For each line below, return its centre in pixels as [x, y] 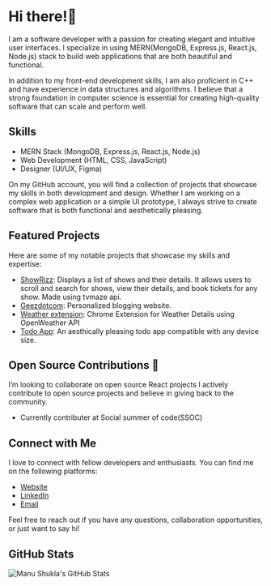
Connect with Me [53, 443]
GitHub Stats [41, 554]
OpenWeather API [50, 323]
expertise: [25, 263]
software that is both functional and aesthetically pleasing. [106, 210]
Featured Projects [54, 235]
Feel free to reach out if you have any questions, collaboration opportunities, [135, 520]
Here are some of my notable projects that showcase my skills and [119, 255]
